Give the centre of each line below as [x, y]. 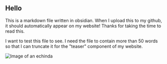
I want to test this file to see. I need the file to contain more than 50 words [81, 41]
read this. [15, 31]
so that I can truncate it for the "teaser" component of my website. [74, 46]
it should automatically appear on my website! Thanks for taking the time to [83, 26]
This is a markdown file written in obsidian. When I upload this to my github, [84, 20]
